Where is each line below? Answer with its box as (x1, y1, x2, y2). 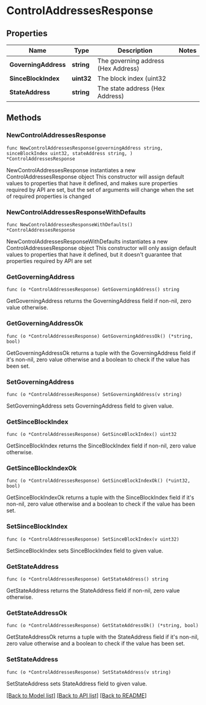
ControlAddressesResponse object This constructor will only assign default (6, 244, 197, 251)
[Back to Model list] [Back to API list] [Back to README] (6, 692, 147, 699)
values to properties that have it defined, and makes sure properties (6, 179, 178, 187)
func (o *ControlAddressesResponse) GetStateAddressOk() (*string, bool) (6, 623, 199, 629)
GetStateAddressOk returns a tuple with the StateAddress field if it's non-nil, (6, 633, 199, 641)
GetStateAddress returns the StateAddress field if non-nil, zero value (6, 587, 180, 595)
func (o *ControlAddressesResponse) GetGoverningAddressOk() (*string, (6, 333, 193, 339)
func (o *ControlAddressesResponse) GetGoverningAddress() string (6, 286, 180, 293)
